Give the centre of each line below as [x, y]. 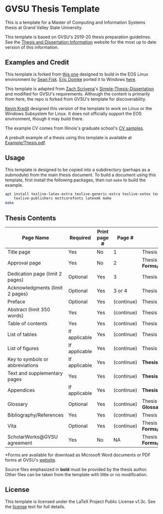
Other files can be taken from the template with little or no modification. [76, 474]
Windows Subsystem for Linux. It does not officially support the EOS [73, 113]
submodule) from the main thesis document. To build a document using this [81, 175]
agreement [20, 443]
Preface [16, 302]
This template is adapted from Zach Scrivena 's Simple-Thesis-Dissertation [80, 89]
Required [80, 238]
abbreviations [23, 365]
